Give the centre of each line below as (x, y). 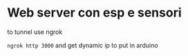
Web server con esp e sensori (94, 13)
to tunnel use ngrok (35, 32)
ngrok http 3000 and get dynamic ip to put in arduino (83, 45)
